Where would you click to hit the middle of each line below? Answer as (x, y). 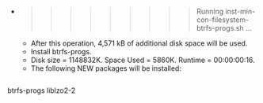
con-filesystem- (223, 20)
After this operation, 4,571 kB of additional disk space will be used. (139, 43)
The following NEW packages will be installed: (106, 68)
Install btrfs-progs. (61, 51)
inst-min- (240, 11)
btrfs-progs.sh (220, 28)
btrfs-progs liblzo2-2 (42, 90)
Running (210, 11)
